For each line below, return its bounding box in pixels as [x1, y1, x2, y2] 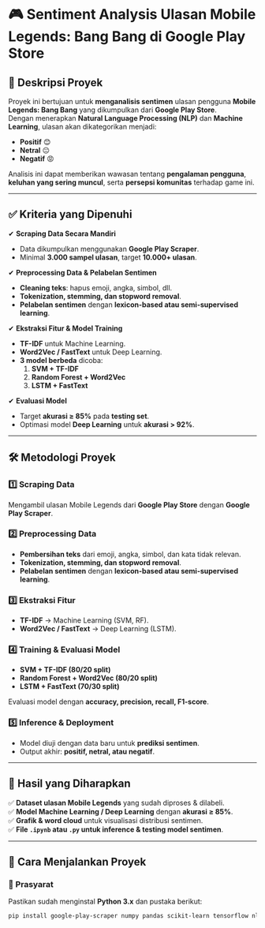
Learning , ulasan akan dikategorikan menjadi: [8, 122, 157, 131]
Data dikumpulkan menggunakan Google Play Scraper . [19, 244, 200, 253]
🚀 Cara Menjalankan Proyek [8, 855, 147, 868]
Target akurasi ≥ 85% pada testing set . [19, 411, 150, 421]
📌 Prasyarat [8, 878, 54, 889]
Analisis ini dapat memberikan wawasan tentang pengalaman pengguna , [8, 170, 247, 178]
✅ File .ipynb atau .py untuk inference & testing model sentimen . [8, 825, 223, 834]
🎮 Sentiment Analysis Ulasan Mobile [8, 6, 256, 24]
